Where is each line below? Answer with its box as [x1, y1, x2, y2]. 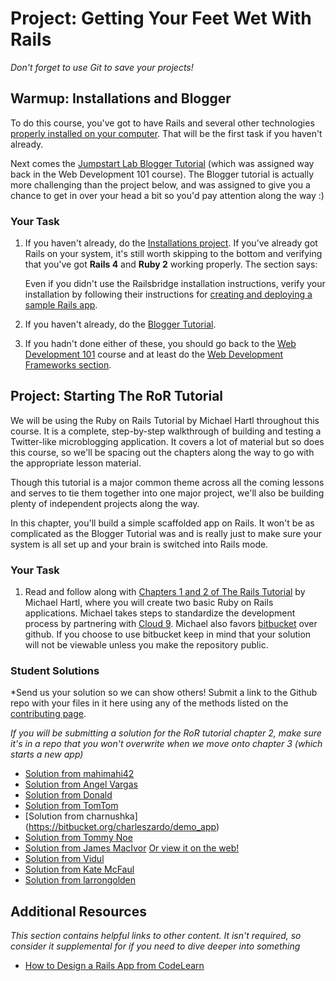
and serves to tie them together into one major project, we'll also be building [10, 487, 325, 499]
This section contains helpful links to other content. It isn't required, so [10, 930, 302, 942]
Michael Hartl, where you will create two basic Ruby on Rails [24, 597, 274, 609]
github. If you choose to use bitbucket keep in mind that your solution [24, 628, 312, 641]
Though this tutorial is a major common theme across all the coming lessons [10, 476, 325, 488]
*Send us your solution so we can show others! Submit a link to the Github [10, 687, 318, 699]
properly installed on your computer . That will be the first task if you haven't [10, 127, 323, 139]
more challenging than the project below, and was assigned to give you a [10, 178, 311, 191]
